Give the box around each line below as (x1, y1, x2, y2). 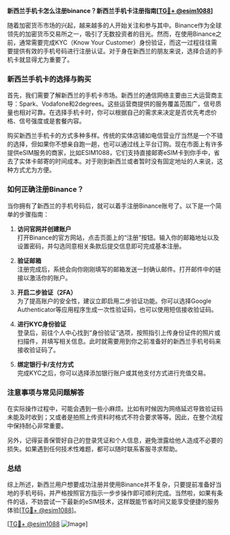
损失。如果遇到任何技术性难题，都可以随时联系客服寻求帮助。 (7, 444, 181, 453)
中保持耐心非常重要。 (7, 421, 67, 429)
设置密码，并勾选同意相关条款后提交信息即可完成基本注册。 (16, 241, 186, 250)
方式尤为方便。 (12, 166, 55, 174)
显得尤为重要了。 (25, 56, 73, 64)
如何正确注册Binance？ (7, 185, 84, 194)
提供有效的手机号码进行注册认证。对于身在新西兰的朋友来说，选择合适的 (12, 47, 217, 55)
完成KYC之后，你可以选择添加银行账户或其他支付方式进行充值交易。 (16, 368, 210, 377)
